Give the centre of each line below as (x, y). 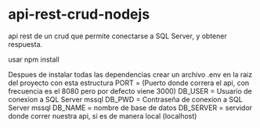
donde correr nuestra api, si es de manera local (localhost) (103, 116)
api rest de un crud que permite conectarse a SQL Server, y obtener (117, 36)
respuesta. (25, 44)
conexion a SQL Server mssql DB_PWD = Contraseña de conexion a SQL (125, 99)
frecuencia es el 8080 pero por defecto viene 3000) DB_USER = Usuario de (130, 91)
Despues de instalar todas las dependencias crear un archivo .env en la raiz (130, 74)
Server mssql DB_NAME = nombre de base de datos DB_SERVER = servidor (130, 108)
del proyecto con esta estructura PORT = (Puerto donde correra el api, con (129, 83)
